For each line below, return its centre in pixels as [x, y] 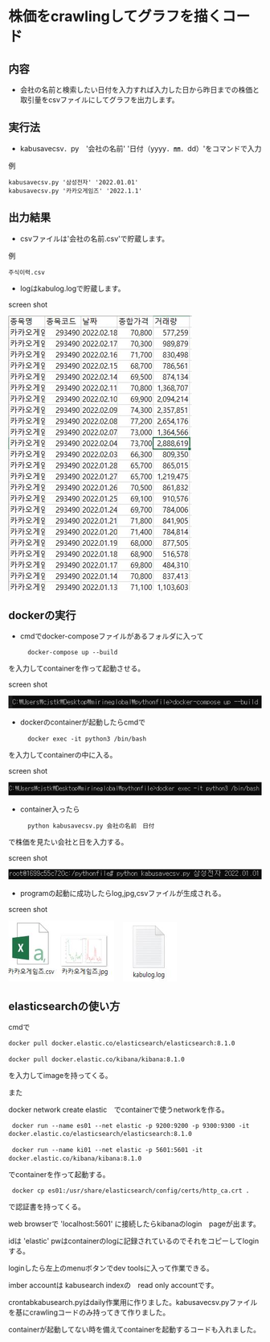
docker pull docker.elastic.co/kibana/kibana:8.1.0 [96, 1059]
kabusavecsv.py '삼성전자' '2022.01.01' [74, 182]
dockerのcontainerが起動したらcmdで [83, 722]
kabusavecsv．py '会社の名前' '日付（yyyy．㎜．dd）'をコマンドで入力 [141, 148]
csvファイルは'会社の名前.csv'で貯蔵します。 [94, 238]
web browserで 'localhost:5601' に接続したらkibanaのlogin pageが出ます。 [135, 1224]
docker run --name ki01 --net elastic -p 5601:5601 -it [107, 1150]
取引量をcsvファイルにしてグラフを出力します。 [99, 100]
